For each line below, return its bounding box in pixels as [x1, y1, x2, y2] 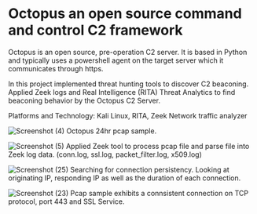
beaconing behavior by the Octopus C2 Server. [8, 96, 161, 105]
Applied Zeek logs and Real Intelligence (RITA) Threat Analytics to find [8, 87, 236, 96]
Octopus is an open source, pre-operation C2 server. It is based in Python [8, 47, 248, 56]
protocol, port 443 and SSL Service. [8, 197, 125, 206]
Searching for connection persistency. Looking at [70, 165, 229, 174]
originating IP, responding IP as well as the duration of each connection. [8, 173, 241, 183]
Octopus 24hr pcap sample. [66, 126, 157, 136]
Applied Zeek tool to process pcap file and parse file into [65, 141, 250, 151]
